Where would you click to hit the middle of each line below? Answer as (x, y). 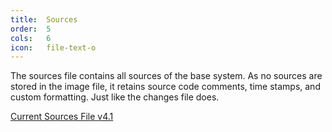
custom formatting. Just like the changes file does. (115, 97)
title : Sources (44, 19)
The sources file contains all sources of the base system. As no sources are (166, 76)
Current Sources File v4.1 (62, 117)
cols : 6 (31, 38)
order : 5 (31, 29)
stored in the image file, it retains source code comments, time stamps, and (165, 87)
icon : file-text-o (53, 47)
